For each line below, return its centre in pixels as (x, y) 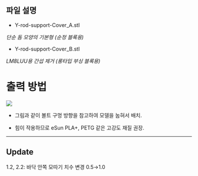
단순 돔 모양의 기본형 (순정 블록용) (45, 37)
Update (20, 152)
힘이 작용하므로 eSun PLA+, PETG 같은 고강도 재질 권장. (79, 127)
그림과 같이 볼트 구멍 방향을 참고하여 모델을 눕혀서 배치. (78, 115)
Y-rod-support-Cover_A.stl (47, 25)
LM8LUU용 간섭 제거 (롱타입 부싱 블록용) (53, 61)
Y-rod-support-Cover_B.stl (47, 49)
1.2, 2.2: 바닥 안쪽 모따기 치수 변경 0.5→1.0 (56, 167)
